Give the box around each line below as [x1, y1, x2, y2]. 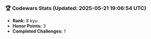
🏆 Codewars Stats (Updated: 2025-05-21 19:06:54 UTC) [5, 4, 146, 11]
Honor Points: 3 [12, 23, 46, 29]
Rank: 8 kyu [12, 18, 37, 24]
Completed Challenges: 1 [12, 28, 66, 34]
